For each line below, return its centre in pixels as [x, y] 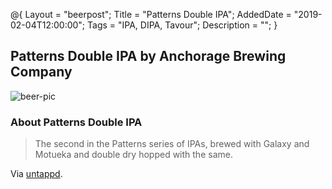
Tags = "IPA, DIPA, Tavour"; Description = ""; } [182, 25]
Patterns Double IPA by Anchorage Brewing [148, 56]
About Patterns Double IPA [76, 122]
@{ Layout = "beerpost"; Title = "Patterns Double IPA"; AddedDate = [151, 14]
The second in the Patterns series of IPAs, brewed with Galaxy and [172, 144]
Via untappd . [36, 174]
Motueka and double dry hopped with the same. [133, 155]
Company [41, 72]
